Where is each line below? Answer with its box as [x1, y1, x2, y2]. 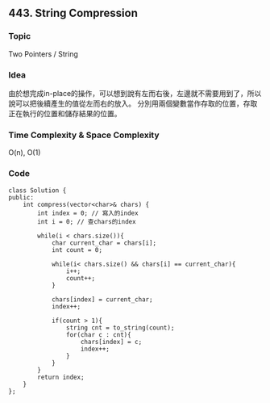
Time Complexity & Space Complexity [8, 129, 160, 141]
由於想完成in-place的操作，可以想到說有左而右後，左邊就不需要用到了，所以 [8, 88, 262, 98]
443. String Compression [8, 6, 139, 20]
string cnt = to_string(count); [65, 323, 175, 332]
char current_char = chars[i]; [51, 238, 157, 247]
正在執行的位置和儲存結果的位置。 [8, 108, 122, 118]
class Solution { [8, 186, 67, 195]
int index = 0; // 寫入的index [37, 209, 139, 217]
